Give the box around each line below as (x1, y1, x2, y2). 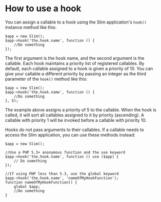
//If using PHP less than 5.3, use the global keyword (5, 171, 119, 176)
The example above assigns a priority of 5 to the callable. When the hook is (5, 107, 157, 112)
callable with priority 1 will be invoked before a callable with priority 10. (5, 117, 147, 123)
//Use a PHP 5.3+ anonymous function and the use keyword (5, 150, 125, 155)
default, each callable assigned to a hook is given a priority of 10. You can (5, 66, 153, 71)
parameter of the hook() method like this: (5, 76, 88, 82)
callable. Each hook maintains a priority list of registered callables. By (5, 60, 145, 66)
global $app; (14, 184, 40, 189)
